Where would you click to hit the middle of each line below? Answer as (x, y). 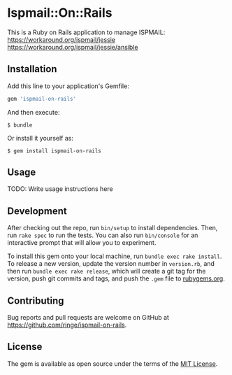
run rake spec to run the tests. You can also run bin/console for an (103, 235)
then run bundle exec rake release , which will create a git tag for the (107, 271)
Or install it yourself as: (40, 138)
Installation (32, 69)
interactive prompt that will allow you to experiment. (82, 243)
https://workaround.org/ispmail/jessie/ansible (73, 47)
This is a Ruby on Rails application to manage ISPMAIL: (86, 32)
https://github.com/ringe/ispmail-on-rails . (67, 325)
